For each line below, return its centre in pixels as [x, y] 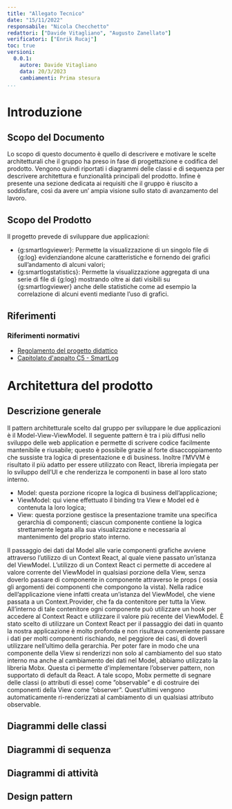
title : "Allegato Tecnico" [46, 13]
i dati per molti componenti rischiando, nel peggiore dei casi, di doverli [107, 638]
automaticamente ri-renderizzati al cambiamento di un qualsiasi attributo [110, 697]
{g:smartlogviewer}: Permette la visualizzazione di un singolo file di [113, 250]
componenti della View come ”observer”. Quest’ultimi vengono [96, 689]
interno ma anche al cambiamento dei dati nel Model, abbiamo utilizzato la [113, 660]
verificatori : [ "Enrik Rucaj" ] [52, 39]
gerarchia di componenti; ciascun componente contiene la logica [109, 522]
